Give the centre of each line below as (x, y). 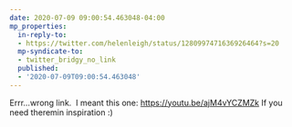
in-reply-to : (42, 34)
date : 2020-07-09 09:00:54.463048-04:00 (88, 18)
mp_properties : (38, 26)
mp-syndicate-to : (51, 52)
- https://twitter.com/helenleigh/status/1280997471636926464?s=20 (149, 43)
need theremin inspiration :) (62, 112)
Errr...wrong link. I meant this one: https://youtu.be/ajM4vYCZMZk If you (146, 103)
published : (38, 69)
